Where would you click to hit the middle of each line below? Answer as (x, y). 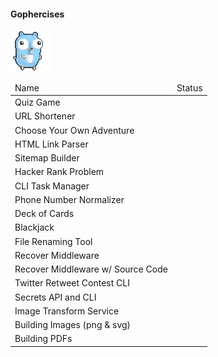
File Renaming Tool (53, 241)
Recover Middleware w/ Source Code (91, 269)
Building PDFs (43, 339)
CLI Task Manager (52, 186)
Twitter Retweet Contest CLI (72, 283)
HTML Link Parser (51, 144)
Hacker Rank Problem (59, 172)
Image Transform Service (67, 311)
